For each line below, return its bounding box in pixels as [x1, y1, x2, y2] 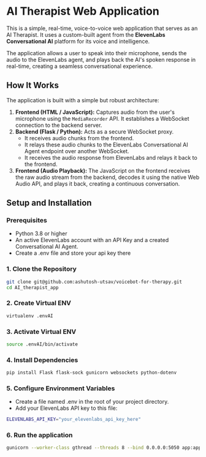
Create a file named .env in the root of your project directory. [15, 398, 169, 406]
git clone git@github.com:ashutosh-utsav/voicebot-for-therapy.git [6, 279, 183, 285]
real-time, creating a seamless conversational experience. [6, 62, 153, 70]
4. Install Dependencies [6, 355, 78, 364]
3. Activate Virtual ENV [6, 327, 77, 336]
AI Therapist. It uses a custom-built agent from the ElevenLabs [6, 31, 166, 38]
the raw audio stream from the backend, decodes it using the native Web [15, 173, 200, 181]
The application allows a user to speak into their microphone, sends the [6, 49, 187, 56]
